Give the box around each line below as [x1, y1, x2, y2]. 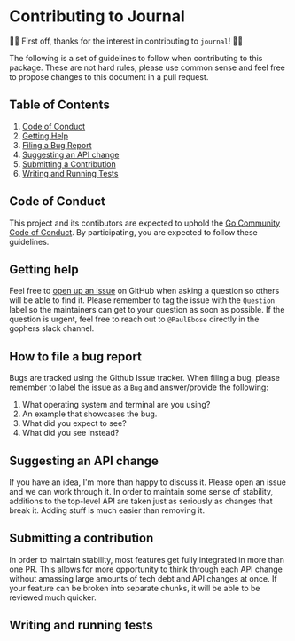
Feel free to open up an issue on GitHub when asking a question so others [9, 286, 280, 297]
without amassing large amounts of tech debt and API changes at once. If [9, 573, 277, 583]
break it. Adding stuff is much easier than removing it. [9, 505, 206, 516]
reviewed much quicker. [9, 592, 97, 603]
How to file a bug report [9, 349, 142, 364]
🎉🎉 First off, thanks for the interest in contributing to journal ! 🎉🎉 [9, 36, 244, 46]
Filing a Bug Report [21, 139, 92, 150]
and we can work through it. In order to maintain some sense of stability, [9, 487, 273, 496]
